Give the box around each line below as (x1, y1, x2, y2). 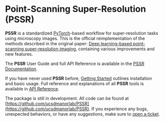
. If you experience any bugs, (89, 106, 148, 112)
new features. (5, 51, 33, 57)
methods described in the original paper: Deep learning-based (5, 40, 132, 46)
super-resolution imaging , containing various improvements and (25, 46, 155, 52)
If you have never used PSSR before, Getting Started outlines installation (5, 75, 152, 81)
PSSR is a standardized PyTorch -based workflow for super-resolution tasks (5, 30, 159, 36)
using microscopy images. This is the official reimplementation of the (5, 35, 145, 41)
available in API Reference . (5, 86, 60, 91)
